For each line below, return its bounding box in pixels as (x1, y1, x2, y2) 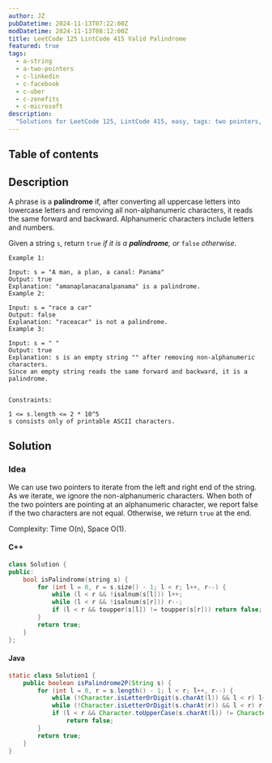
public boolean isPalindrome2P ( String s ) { (23, 679, 172, 687)
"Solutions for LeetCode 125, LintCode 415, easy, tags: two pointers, (15, 118, 263, 126)
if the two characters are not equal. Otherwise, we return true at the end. (8, 508, 253, 518)
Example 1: (8, 254, 45, 262)
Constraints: (8, 396, 53, 404)
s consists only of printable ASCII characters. (8, 417, 176, 426)
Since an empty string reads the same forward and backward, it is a (8, 368, 249, 376)
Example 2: (8, 290, 45, 298)
